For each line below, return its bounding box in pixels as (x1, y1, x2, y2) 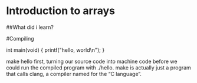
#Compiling (6, 35, 34, 42)
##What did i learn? (6, 24, 54, 31)
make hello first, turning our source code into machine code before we (6, 58, 178, 65)
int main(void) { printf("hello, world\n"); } (6, 46, 105, 54)
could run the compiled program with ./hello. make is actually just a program (6, 64, 192, 71)
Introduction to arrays (6, 4, 116, 18)
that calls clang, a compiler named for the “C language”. (6, 70, 142, 77)
